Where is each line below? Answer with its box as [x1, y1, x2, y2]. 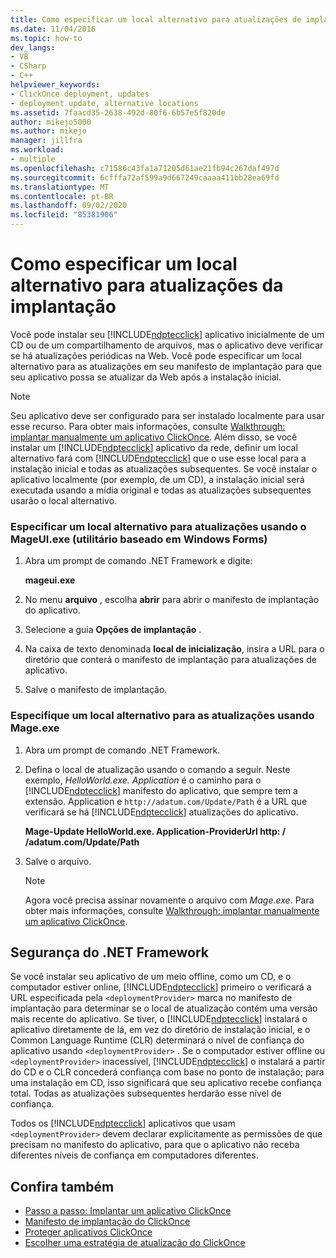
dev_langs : [10, 42, 56, 53]
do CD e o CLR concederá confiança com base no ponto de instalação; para [10, 1066, 325, 1078]
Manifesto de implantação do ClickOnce [24, 1216, 191, 1228]
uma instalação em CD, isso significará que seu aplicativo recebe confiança [10, 1077, 322, 1089]
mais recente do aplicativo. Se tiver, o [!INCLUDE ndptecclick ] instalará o [10, 1013, 308, 1025]
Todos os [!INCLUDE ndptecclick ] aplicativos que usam [10, 1117, 236, 1130]
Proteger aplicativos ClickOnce [24, 1226, 153, 1238]
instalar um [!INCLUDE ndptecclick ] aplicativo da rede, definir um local [10, 441, 298, 453]
